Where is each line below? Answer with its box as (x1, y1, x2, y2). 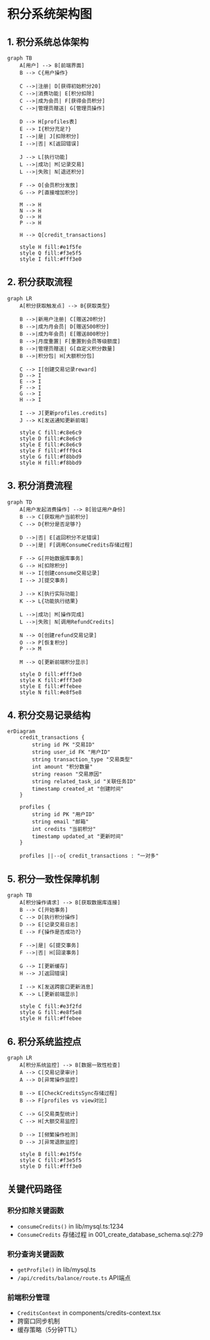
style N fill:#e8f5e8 (19, 689, 82, 696)
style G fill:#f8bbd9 (19, 453, 82, 460)
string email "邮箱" (32, 818, 89, 825)
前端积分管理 (7, 1292, 50, 1302)
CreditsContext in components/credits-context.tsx (17, 1309, 161, 1317)
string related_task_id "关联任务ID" (32, 778, 137, 785)
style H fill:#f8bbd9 (19, 459, 82, 466)
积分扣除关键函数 (7, 1206, 64, 1215)
